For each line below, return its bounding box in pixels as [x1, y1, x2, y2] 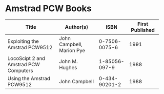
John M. [59, 58, 78, 65]
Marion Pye [59, 47, 85, 54]
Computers [7, 67, 33, 74]
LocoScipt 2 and [7, 55, 45, 61]
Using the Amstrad [7, 75, 50, 82]
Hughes [59, 64, 77, 71]
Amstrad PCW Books [5, 3, 92, 14]
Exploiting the [7, 38, 39, 44]
